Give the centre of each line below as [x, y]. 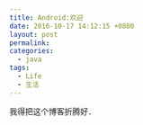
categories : [31, 51]
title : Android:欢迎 [46, 18]
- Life [30, 76]
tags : [19, 68]
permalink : [30, 43]
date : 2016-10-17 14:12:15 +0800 [72, 26]
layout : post [34, 34]
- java [30, 59]
